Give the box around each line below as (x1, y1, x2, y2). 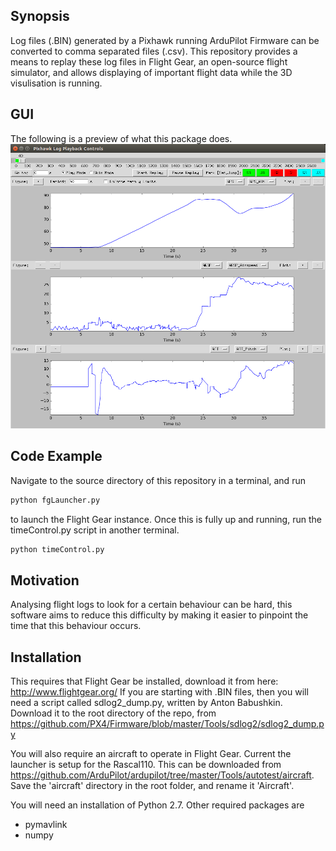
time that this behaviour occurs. (10, 620, 142, 632)
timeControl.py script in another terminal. (10, 524, 180, 536)
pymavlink (24, 819, 68, 831)
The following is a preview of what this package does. (10, 132, 233, 144)
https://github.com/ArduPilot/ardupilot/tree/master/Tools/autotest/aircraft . (10, 769, 315, 781)
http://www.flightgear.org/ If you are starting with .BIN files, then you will (10, 686, 309, 698)
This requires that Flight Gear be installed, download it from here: (10, 675, 279, 688)
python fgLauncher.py (10, 495, 101, 505)
